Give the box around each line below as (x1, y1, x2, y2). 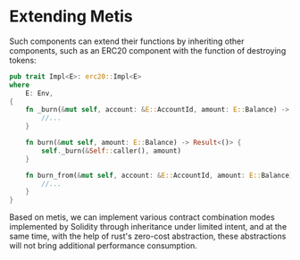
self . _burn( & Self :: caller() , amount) (41, 146, 181, 155)
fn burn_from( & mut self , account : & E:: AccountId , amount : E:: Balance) (25, 171, 294, 180)
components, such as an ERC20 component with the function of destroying (9, 45, 287, 55)
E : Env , (25, 88, 54, 97)
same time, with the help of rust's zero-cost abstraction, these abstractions (9, 231, 287, 242)
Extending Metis (9, 6, 134, 27)
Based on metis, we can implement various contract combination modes (9, 212, 275, 222)
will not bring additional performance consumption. (9, 240, 198, 251)
